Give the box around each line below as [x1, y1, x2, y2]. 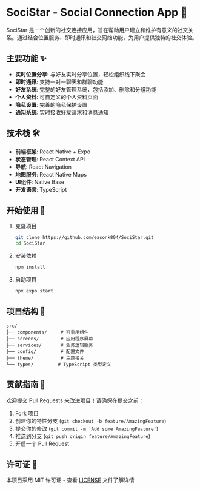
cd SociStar [15, 240, 45, 246]
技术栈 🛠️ [6, 128, 41, 138]
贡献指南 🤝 [6, 379, 45, 390]
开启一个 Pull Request [15, 440, 70, 447]
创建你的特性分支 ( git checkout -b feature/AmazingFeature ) [15, 417, 167, 424]
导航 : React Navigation [15, 163, 72, 170]
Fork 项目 [15, 410, 39, 417]
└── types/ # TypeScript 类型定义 [6, 361, 112, 368]
